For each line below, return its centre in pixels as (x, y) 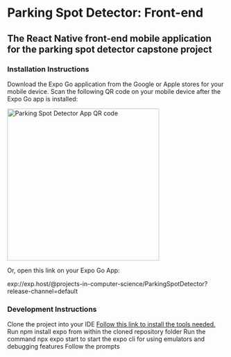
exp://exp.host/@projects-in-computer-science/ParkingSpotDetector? (108, 283)
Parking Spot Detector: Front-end (105, 13)
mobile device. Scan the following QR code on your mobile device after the (114, 91)
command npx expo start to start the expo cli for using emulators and (106, 339)
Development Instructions (52, 309)
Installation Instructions (48, 69)
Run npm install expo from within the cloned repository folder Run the (106, 332)
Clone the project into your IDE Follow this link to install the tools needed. (112, 324)
